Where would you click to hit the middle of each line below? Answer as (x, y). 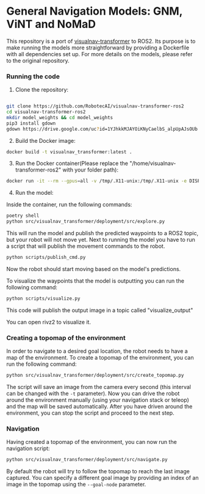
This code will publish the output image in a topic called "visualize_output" (100, 310)
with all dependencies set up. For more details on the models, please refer (99, 54)
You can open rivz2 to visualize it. (49, 322)
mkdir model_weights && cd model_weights (60, 117)
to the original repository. (38, 60)
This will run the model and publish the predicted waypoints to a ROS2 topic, (103, 233)
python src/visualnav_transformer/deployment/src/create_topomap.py (95, 376)
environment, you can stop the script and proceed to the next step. (91, 413)
